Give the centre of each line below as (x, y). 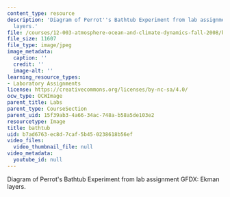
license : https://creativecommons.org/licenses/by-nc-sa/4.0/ (98, 90)
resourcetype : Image (37, 121)
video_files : (26, 141)
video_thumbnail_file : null (53, 147)
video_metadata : (30, 154)
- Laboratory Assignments (44, 83)
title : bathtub (29, 128)
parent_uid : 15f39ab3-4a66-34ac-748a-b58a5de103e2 (81, 115)
